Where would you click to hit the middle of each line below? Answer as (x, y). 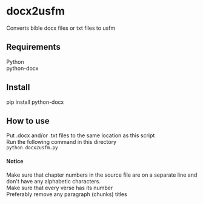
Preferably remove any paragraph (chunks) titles (67, 194)
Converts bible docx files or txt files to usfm (61, 28)
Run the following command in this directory (62, 142)
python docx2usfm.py (32, 148)
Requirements (33, 47)
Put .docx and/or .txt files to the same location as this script (81, 135)
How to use (28, 121)
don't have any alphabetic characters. (54, 181)
